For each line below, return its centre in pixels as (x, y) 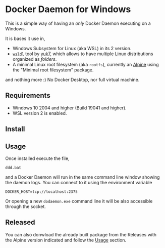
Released (20, 222)
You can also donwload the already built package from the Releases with (81, 234)
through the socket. (26, 206)
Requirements (28, 95)
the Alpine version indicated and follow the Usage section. (66, 240)
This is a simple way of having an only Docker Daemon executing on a (78, 23)
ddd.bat (13, 168)
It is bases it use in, (25, 38)
